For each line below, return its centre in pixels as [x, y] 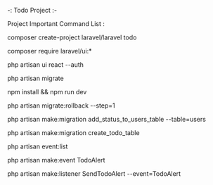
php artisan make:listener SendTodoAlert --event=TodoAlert [94, 174]
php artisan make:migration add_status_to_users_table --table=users [106, 119]
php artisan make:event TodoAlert [56, 160]
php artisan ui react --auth [46, 65]
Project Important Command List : [56, 24]
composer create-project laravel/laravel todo [72, 37]
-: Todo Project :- [32, 10]
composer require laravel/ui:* [50, 51]
